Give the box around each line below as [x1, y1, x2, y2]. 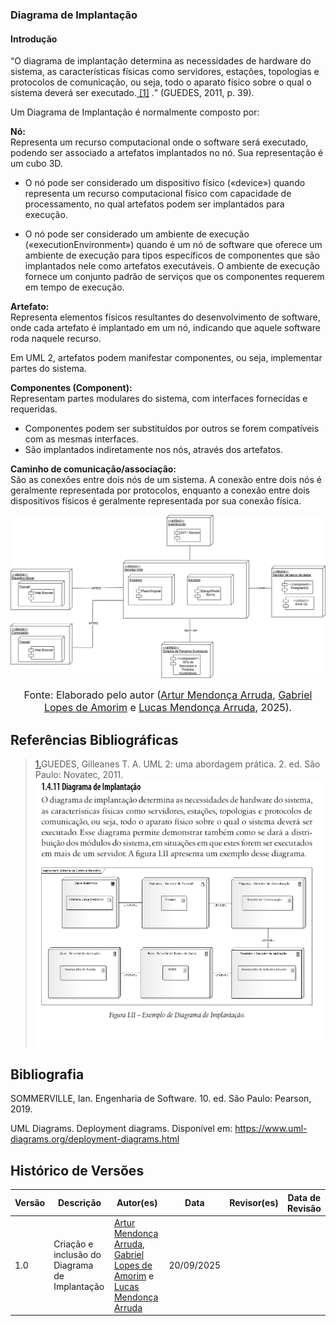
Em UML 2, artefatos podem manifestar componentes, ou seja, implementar [10, 352, 323, 364]
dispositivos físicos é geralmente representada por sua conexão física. [10, 495, 302, 507]
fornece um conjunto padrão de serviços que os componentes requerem [24, 271, 325, 283]
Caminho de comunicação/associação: [10, 463, 177, 475]
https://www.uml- [234, 1123, 308, 1135]
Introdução [10, 33, 58, 45]
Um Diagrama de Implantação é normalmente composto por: [10, 106, 260, 118]
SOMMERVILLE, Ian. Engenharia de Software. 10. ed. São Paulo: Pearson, [10, 1093, 312, 1105]
